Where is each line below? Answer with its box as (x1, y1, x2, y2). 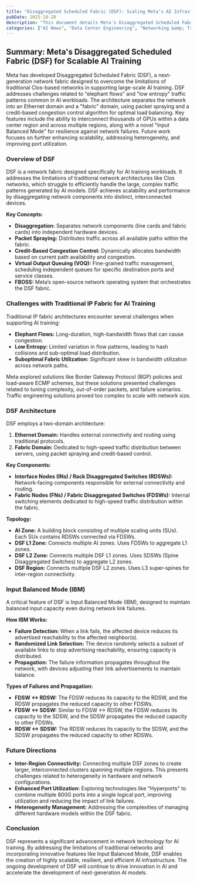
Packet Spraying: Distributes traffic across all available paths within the (14, 235, 188, 242)
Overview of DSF (6, 155, 55, 163)
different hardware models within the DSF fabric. (14, 810, 133, 817)
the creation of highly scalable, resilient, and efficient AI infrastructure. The (6, 856, 188, 863)
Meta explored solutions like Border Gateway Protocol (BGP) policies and (6, 373, 182, 380)
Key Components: (6, 461, 51, 468)
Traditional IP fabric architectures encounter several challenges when (6, 313, 174, 320)
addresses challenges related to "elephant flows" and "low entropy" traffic (6, 91, 186, 98)
